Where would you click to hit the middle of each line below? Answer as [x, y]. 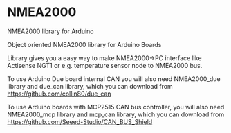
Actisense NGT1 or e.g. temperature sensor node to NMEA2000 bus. [105, 65]
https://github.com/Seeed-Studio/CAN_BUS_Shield [80, 121]
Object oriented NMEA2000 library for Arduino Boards [84, 44]
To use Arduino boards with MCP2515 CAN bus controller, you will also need [116, 107]
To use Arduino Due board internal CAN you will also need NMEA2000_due [114, 79]
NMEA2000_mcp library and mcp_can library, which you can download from [116, 114]
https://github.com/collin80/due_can [59, 94]
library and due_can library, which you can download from [90, 86]
